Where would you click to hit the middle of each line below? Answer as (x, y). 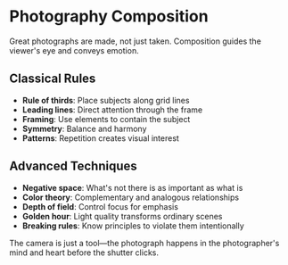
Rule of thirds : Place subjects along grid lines (106, 100)
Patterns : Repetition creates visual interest (101, 138)
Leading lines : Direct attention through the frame (112, 110)
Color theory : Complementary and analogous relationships (130, 197)
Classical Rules (53, 79)
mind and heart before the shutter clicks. (84, 253)
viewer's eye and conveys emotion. (74, 50)
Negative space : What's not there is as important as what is (132, 187)
